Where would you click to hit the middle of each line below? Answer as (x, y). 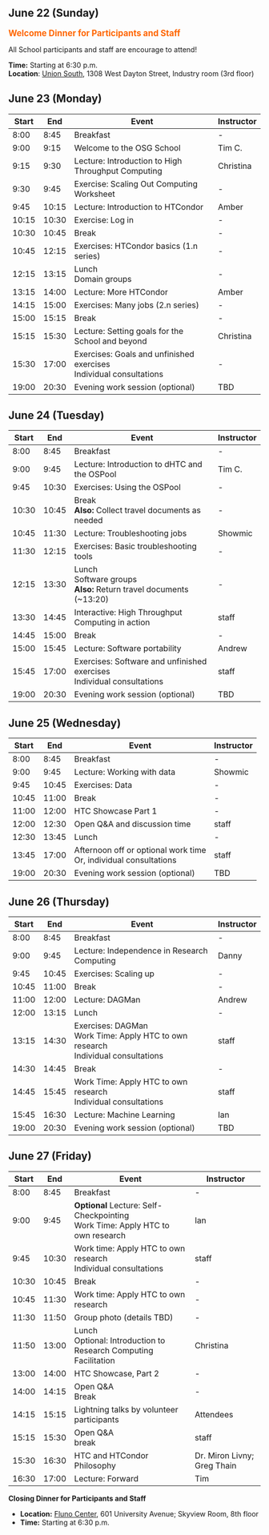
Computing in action (112, 622)
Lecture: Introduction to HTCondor (139, 207)
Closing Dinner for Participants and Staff (77, 1498)
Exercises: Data (103, 786)
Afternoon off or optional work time (140, 850)
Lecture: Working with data (125, 772)
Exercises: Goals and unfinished (134, 354)
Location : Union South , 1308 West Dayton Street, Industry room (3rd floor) (131, 73)
